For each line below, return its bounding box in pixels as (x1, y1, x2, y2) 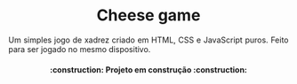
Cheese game (96, 5, 201, 26)
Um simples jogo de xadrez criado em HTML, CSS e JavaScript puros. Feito (8, 34, 289, 45)
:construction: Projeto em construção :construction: (49, 64, 248, 75)
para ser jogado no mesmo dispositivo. (8, 43, 151, 54)
